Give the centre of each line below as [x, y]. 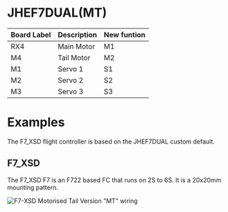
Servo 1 [71, 69]
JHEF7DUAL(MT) [57, 13]
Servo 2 [71, 80]
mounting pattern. [33, 187]
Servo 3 [71, 91]
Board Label [31, 35]
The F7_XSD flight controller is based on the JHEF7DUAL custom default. [111, 141]
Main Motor [77, 46]
